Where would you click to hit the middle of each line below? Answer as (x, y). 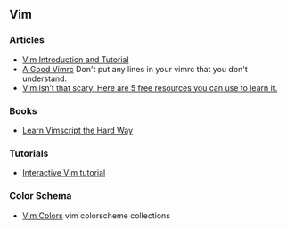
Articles (27, 40)
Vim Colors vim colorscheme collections (96, 215)
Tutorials (29, 153)
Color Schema (41, 196)
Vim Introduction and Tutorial (75, 59)
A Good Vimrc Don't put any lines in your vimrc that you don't (135, 69)
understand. (45, 78)
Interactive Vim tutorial (64, 173)
